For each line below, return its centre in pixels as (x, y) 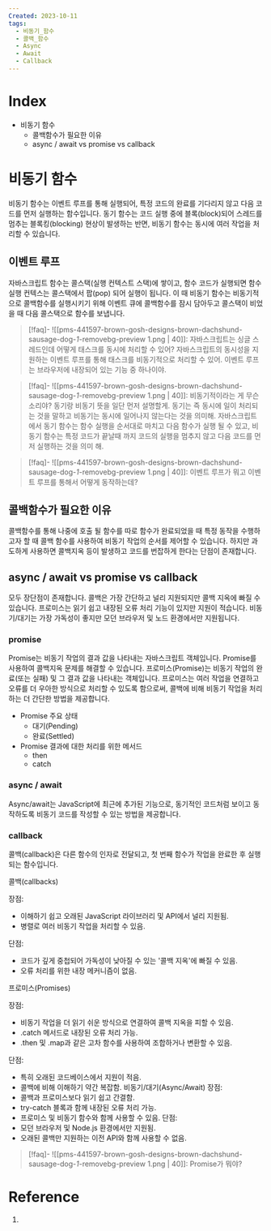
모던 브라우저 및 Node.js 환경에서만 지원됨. (88, 1128)
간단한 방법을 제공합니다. (71, 699)
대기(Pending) (55, 726)
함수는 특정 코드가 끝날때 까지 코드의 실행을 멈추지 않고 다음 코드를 (148, 435)
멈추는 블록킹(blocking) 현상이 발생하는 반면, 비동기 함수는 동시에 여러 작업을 (130, 223)
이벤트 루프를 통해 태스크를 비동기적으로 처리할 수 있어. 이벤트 (147, 359)
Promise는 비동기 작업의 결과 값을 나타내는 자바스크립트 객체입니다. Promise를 (133, 658)
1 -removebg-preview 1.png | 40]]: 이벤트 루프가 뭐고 (161, 472)
